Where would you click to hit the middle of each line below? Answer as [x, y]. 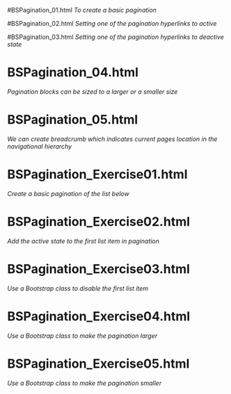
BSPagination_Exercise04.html [99, 316]
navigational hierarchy [40, 146]
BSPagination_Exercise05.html [98, 363]
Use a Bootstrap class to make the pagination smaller [85, 383]
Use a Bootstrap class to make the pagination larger [82, 336]
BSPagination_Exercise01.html [97, 175]
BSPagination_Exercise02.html [98, 222]
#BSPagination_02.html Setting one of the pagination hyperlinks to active [112, 23]
